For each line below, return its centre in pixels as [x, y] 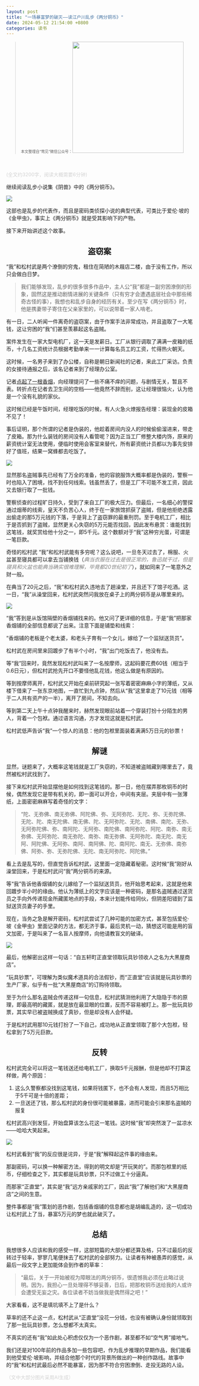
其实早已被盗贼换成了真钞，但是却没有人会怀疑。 [76, 1012]
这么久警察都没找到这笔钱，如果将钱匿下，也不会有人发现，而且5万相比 [102, 1088]
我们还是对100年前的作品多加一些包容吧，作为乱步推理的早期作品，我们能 [96, 1350]
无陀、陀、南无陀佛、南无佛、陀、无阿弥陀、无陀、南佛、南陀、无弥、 [106, 821]
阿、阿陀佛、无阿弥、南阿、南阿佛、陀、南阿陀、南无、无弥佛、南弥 [104, 843]
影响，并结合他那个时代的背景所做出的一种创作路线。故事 [109, 1357]
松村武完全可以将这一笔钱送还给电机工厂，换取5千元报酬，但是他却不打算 [96, 1068]
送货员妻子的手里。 [34, 906]
